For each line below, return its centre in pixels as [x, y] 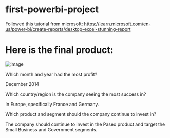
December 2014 [22, 84]
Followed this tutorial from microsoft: [44, 24]
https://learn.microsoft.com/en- [117, 24]
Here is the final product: [60, 50]
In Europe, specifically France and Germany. [52, 104]
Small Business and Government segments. [51, 129]
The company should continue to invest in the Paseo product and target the [85, 124]
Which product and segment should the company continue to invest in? [81, 114]
